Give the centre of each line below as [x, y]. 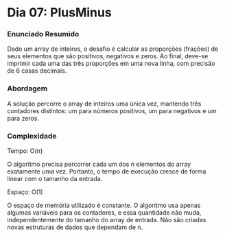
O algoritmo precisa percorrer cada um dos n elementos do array [99, 164]
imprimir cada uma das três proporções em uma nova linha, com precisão [111, 64]
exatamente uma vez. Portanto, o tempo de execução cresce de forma [107, 171]
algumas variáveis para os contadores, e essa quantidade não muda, [104, 213]
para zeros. [23, 118]
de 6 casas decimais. [37, 71]
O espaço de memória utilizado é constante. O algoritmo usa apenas [104, 205]
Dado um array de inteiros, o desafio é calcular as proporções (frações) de [113, 49]
